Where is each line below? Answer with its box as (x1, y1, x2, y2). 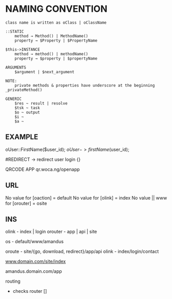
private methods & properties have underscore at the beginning (14, 83, 155, 88)
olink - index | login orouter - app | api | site (5, 229, 98, 235)
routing (5, 278, 21, 285)
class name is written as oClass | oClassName (5, 20, 107, 25)
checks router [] (12, 288, 47, 294)
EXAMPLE (5, 133, 39, 142)
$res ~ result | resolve (14, 101, 68, 106)
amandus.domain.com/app (5, 268, 63, 274)
